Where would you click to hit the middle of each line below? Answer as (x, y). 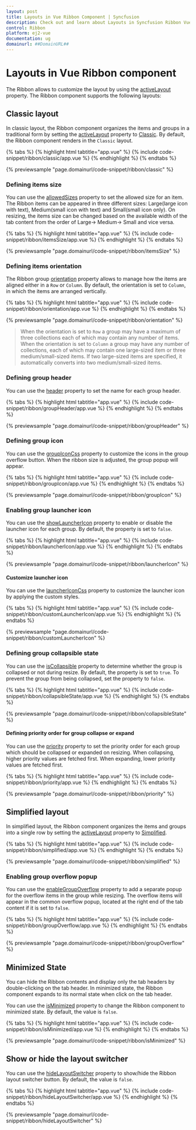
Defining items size (34, 184)
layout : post (22, 11)
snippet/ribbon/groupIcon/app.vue (48, 483)
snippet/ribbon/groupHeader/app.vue (51, 408)
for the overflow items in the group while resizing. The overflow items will (94, 895)
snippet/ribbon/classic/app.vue (44, 158)
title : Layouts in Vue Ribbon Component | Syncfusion (73, 17)
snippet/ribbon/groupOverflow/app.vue (53, 925)
